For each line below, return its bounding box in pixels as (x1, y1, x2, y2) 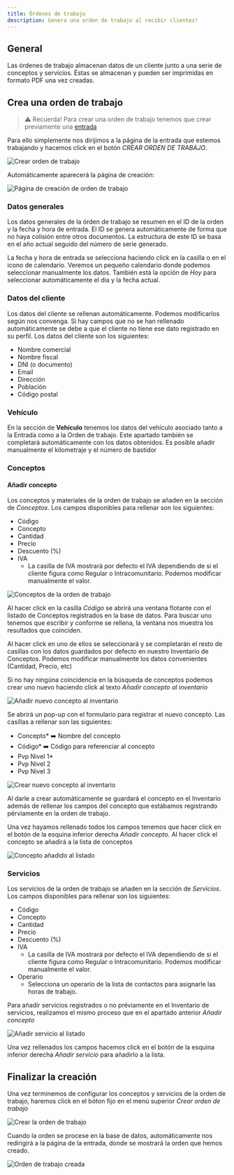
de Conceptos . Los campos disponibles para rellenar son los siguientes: (7, 504, 214, 512)
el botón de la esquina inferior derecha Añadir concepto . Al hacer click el (7, 830, 218, 839)
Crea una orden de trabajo (7, 96, 124, 109)
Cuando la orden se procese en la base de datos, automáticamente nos (7, 1132, 213, 1140)
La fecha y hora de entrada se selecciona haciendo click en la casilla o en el (7, 254, 226, 262)
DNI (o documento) (17, 360, 73, 369)
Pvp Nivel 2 (17, 760, 51, 768)
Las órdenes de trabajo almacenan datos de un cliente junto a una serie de (7, 61, 222, 70)
